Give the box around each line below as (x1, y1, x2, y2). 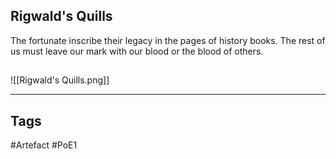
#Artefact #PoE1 (10, 139, 78, 151)
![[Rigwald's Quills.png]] (10, 74, 110, 86)
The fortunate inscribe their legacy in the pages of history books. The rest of (10, 34, 326, 46)
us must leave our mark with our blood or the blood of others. (10, 45, 264, 57)
